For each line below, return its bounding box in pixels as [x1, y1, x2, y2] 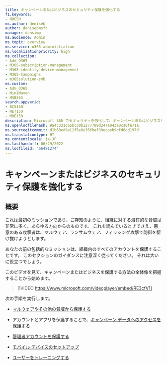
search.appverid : [5, 100, 41, 105]
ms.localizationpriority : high [5, 49, 70, 54]
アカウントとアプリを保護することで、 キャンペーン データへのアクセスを [12, 316, 162, 322]
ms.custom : [5, 81, 28, 86]
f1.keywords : [5, 12, 32, 17]
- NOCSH [5, 16, 21, 21]
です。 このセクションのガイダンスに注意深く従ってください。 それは [9, 252, 151, 258]
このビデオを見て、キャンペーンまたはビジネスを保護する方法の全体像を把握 [5, 269, 162, 275]
